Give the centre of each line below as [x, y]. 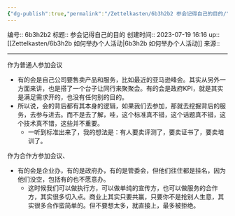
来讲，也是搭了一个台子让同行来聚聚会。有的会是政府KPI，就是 [120, 88]
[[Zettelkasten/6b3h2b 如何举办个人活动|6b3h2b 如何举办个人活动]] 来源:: [114, 43]
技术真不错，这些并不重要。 [63, 123]
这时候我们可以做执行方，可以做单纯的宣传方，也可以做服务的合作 [123, 188]
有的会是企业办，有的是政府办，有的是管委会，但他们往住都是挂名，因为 [121, 170]
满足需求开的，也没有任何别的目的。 [76, 97]
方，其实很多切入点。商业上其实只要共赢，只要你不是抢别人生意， [123, 196]
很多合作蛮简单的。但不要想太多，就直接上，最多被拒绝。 [117, 205]
